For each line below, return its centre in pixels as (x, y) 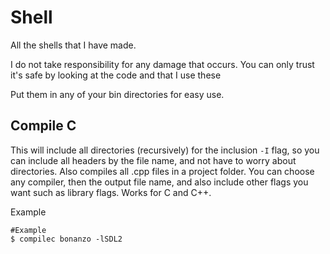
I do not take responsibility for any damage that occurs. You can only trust (162, 64)
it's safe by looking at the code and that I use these (116, 75)
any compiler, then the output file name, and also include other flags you (159, 182)
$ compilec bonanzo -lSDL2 (66, 239)
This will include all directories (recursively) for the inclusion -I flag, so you (165, 150)
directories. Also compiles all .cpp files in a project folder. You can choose (162, 171)
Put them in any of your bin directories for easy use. (117, 94)
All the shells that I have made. (73, 45)
